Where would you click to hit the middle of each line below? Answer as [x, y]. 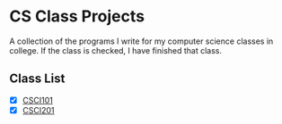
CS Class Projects [77, 17]
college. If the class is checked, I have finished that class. [116, 50]
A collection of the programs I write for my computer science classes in [141, 41]
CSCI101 [38, 100]
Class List [37, 79]
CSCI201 [39, 110]
